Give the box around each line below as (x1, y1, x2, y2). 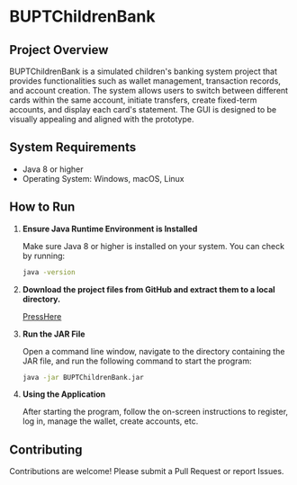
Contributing (9, 442, 83, 457)
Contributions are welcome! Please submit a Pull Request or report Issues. (9, 466, 284, 477)
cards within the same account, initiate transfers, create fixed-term (9, 94, 257, 105)
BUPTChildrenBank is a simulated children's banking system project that (9, 66, 277, 76)
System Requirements (9, 139, 137, 155)
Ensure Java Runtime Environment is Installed (22, 223, 198, 234)
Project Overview (9, 42, 109, 58)
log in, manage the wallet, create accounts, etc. (22, 416, 199, 427)
